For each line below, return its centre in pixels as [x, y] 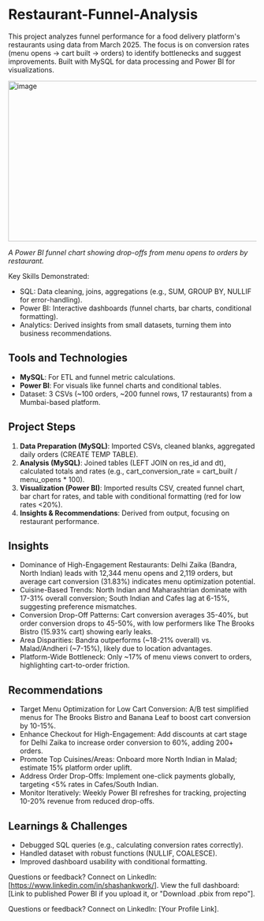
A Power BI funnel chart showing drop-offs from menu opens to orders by [128, 252]
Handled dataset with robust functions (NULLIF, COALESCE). [119, 853]
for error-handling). [51, 299]
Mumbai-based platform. [60, 402]
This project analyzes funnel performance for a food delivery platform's [124, 36]
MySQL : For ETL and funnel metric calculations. [97, 377]
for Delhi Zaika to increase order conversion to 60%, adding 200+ [126, 743]
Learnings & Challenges [68, 826]
